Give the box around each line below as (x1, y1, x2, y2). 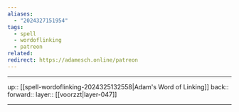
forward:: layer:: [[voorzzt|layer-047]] (7, 90, 117, 99)
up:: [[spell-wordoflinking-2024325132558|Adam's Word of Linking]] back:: (7, 82, 229, 91)
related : (7, 50, 33, 57)
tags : (7, 23, 23, 30)
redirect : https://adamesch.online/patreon (7, 57, 139, 64)
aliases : (7, 10, 33, 18)
